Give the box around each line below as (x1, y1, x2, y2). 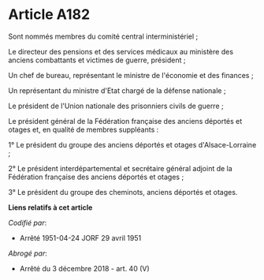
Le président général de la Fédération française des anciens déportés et (8, 116, 243, 125)
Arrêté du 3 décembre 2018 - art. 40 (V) (19, 263, 150, 273)
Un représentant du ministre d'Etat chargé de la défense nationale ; (8, 85, 226, 95)
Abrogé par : (8, 248, 47, 258)
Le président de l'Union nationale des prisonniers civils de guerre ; (8, 101, 224, 110)
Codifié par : (8, 218, 47, 227)
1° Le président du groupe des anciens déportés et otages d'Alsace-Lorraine (8, 140, 257, 149)
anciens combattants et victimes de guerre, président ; (8, 55, 186, 65)
